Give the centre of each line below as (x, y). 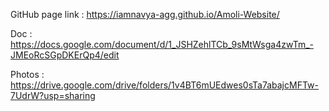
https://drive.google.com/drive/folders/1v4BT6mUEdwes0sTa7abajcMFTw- (164, 85)
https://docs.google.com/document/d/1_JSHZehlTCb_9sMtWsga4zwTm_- (162, 44)
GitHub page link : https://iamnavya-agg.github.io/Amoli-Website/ (145, 14)
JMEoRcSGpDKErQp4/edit (65, 55)
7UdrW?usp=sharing (53, 95)
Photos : (27, 74)
